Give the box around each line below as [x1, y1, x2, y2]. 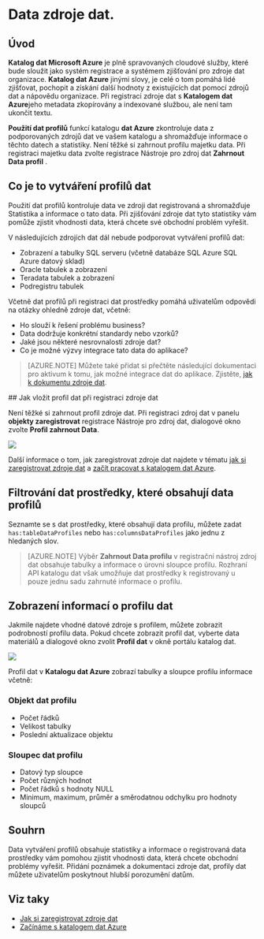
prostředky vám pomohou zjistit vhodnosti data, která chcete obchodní [8, 853, 239, 863]
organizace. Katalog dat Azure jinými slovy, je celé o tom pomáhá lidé [8, 75, 236, 84]
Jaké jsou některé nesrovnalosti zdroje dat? [19, 337, 162, 346]
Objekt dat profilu [8, 695, 77, 706]
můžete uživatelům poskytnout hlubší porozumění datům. [8, 870, 195, 879]
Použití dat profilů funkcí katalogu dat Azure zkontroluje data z [8, 124, 214, 132]
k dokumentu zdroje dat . [27, 377, 107, 387]
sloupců [19, 801, 46, 810]
